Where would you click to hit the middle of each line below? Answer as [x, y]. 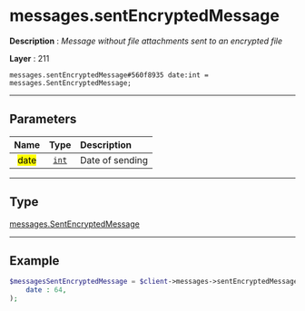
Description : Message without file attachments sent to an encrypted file [146, 41]
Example [34, 261]
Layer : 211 [30, 58]
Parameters [43, 119]
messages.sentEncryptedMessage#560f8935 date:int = [109, 75]
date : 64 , [46, 290]
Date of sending [114, 160]
